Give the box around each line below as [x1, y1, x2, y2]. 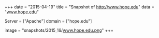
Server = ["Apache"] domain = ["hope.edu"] [4, 19, 92, 24]
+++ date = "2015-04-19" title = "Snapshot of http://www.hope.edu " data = [4, 4, 155, 9]
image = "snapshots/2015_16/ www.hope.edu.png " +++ [4, 28, 114, 33]
